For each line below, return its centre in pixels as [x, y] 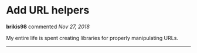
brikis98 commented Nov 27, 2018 [48, 26]
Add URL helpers [48, 10]
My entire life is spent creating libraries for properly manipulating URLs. [92, 38]
